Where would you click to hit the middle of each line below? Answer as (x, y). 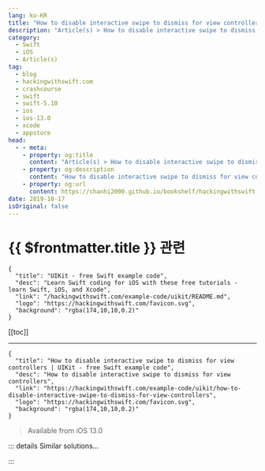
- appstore (33, 133)
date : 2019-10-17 (37, 199)
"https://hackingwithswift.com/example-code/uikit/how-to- (142, 389)
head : (17, 140)
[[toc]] (19, 332)
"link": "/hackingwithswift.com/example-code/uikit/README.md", (123, 297)
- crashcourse (38, 89)
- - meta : (31, 148)
